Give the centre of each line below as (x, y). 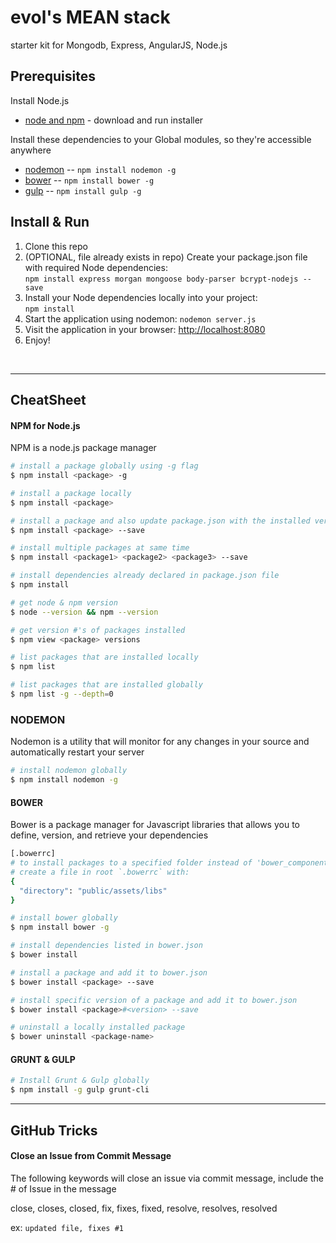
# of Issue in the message (63, 1188)
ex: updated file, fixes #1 (67, 1227)
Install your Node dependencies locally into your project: (141, 297)
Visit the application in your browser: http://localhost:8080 (145, 329)
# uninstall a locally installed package (98, 1027)
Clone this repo (56, 246)
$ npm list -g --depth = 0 (62, 694)
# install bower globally (64, 918)
